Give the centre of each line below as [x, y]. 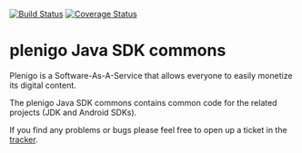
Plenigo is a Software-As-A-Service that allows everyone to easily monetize [151, 75]
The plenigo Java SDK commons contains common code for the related [143, 102]
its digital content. [43, 85]
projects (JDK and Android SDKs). [73, 112]
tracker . [24, 139]
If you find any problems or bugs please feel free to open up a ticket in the [149, 129]
